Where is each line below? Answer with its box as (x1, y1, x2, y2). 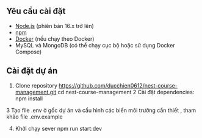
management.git (15, 88, 57, 95)
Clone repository (15, 81, 58, 89)
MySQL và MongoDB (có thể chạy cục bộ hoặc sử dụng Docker (15, 41, 175, 49)
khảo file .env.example (6, 113, 63, 120)
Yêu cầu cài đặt (6, 6, 66, 16)
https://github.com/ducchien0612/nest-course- (59, 81, 178, 89)
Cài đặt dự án (6, 66, 58, 76)
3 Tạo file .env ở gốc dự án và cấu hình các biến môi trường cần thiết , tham (6, 106, 197, 114)
